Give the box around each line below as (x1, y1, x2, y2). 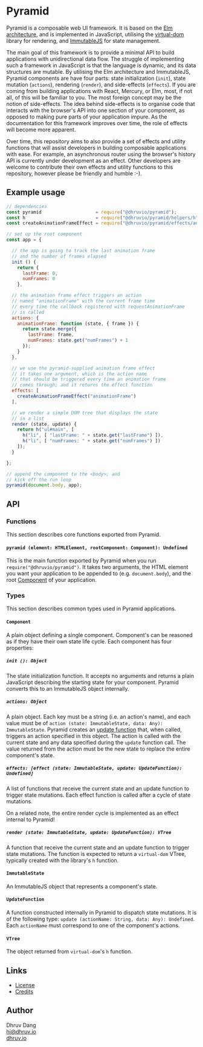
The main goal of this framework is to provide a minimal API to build (6, 48, 175, 56)
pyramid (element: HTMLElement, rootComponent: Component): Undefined (6, 544, 188, 551)
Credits (14, 988, 34, 995)
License (14, 981, 35, 988)
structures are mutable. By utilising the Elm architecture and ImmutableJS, (6, 68, 191, 75)
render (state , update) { (11, 421, 77, 427)
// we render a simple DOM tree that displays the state (11, 409, 158, 416)
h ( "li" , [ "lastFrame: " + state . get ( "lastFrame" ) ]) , (22, 432, 164, 439)
